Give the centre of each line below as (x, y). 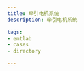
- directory (24, 51)
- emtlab (19, 38)
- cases (18, 45)
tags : (15, 32)
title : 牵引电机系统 (33, 13)
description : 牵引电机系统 (42, 20)
